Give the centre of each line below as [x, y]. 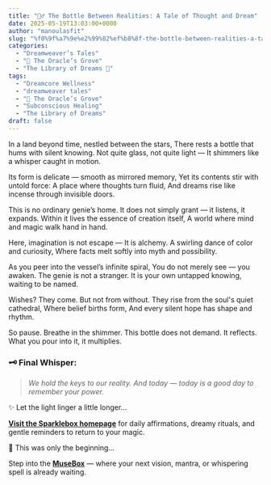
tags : [17, 76]
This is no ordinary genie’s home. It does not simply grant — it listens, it [127, 209]
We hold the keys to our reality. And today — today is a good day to [141, 383]
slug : [17, 38]
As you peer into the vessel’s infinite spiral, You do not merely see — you [129, 267]
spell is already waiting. [48, 472]
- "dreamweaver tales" [54, 91]
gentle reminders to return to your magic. [77, 432]
